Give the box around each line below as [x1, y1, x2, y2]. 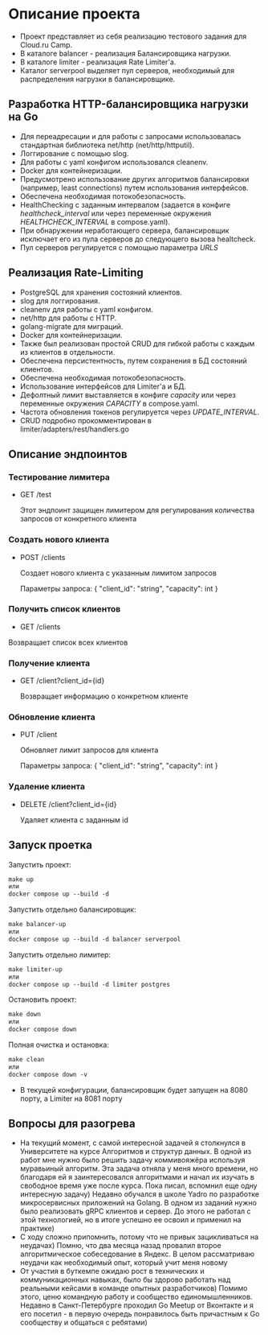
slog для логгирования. [19, 295, 100, 306]
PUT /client [19, 730, 58, 740]
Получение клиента [8, 657, 91, 669]
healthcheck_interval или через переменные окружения [19, 208, 212, 218]
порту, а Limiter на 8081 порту [19, 1094, 123, 1103]
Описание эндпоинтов [8, 447, 128, 461]
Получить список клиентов [8, 604, 121, 615]
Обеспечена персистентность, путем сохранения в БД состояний [19, 356, 247, 365]
